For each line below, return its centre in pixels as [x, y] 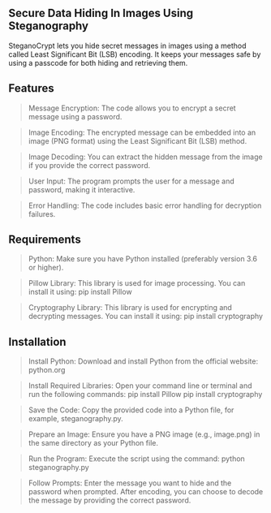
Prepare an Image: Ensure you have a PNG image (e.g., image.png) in [144, 434]
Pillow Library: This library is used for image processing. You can [137, 283]
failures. [42, 213]
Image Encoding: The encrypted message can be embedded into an [142, 132]
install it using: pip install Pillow [80, 292]
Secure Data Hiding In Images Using [101, 13]
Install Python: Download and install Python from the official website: [143, 361]
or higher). [46, 268]
